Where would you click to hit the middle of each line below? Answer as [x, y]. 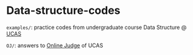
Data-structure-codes [63, 11]
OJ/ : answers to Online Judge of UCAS [55, 45]
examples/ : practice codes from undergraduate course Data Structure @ [96, 27]
